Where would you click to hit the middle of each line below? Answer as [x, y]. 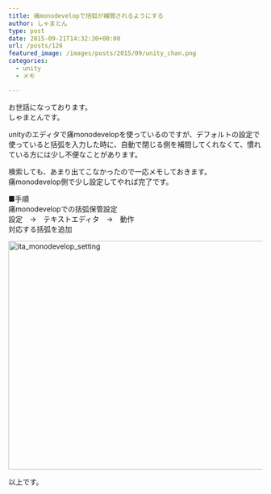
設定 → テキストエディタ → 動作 [71, 219]
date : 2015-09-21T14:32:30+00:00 [65, 38]
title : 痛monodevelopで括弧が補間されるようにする [86, 16]
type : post [27, 31]
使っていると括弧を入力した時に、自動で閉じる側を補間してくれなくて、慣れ [135, 144]
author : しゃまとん [38, 23]
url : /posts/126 [35, 46]
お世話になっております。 [50, 107]
